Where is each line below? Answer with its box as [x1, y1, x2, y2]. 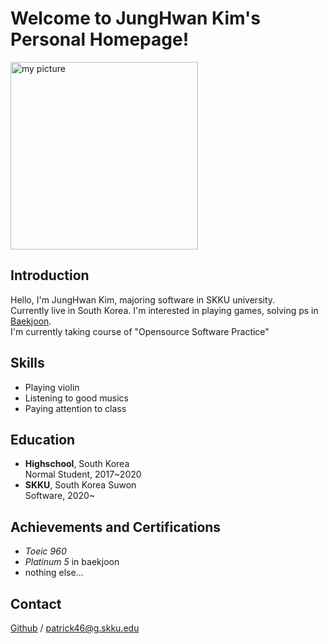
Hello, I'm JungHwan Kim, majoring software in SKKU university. [10, 293, 276, 306]
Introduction [10, 267, 90, 284]
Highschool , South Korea [24, 458, 130, 470]
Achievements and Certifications [10, 518, 222, 536]
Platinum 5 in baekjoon [24, 556, 120, 568]
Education [10, 431, 76, 448]
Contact [10, 595, 62, 612]
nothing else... [24, 567, 84, 579]
